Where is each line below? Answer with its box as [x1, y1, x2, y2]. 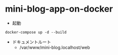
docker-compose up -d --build [5, 30, 67, 35]
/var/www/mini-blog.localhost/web [19, 44, 91, 50]
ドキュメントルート [12, 39, 51, 45]
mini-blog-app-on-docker [5, 3, 113, 15]
